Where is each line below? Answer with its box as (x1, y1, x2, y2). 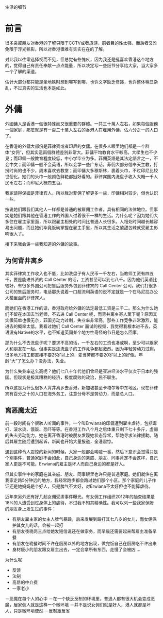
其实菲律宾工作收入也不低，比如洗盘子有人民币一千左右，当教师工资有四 (5, 270, 149, 276)
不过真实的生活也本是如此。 (13, 85, 69, 91)
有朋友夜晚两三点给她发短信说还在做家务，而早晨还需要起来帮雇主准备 (12, 528, 153, 534)
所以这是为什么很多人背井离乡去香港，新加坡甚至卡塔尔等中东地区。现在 (5, 384, 149, 390)
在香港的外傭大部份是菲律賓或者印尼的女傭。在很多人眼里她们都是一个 (5, 143, 146, 149)
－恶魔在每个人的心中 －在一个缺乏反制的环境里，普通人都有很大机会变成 (5, 596, 151, 601)
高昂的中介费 (12, 579, 38, 585)
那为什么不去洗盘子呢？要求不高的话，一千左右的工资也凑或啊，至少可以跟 (5, 340, 154, 345)
